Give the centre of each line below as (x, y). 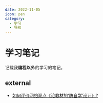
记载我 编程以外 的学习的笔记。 (35, 68)
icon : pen (15, 14)
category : (15, 18)
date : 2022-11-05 (23, 9)
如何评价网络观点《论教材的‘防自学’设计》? (55, 95)
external (18, 83)
